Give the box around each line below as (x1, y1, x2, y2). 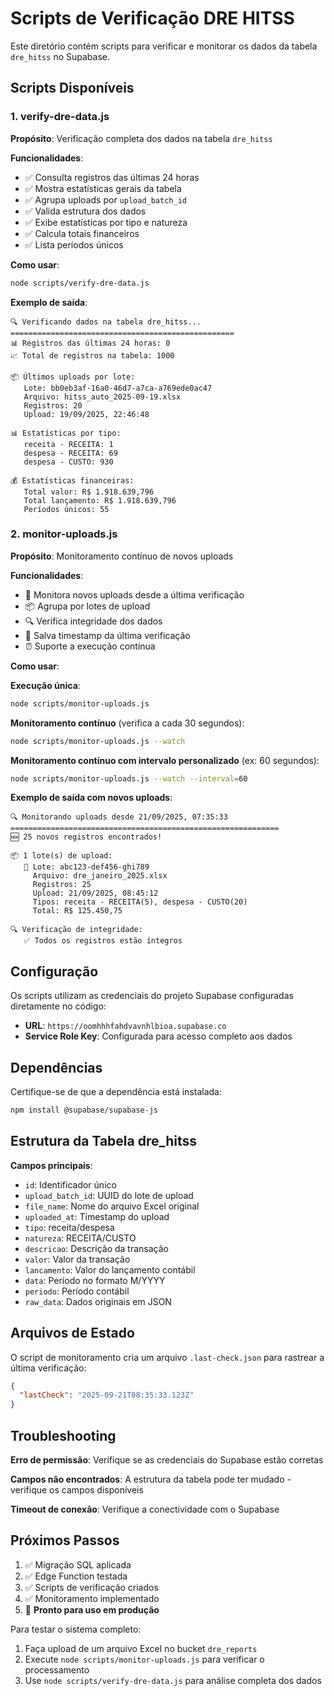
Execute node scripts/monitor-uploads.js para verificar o (24, 1653, 265, 1665)
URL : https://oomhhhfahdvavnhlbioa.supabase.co (24, 1020, 227, 1032)
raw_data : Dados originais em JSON (24, 1295, 172, 1307)
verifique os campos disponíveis (10, 1483, 144, 1496)
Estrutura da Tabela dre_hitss (10, 1133, 198, 1150)
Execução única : (10, 679, 81, 691)
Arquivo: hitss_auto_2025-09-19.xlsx (23, 392, 182, 402)
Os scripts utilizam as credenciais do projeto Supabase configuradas (10, 990, 294, 1002)
